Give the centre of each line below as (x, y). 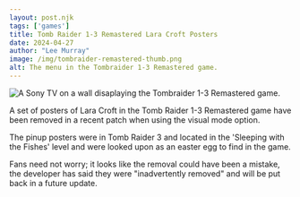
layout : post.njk (42, 17)
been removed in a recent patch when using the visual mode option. (135, 120)
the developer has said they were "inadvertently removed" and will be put (145, 173)
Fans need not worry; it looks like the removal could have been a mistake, (145, 164)
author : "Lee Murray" (50, 51)
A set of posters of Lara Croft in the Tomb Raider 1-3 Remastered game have (150, 110)
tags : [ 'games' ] (39, 26)
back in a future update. (53, 183)
